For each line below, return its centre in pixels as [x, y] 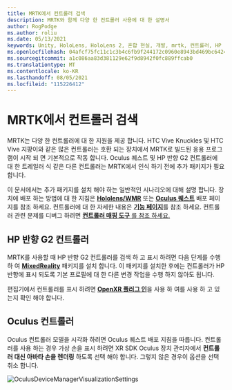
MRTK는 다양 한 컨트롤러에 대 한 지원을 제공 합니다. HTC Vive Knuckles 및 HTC [115, 141]
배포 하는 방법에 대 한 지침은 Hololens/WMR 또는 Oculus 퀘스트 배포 [114, 198]
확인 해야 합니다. [42, 298]
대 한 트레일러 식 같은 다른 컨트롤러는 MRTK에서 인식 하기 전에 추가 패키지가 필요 [116, 167]
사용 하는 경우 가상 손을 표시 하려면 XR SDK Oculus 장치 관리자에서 [110, 348]
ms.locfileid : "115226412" [46, 84]
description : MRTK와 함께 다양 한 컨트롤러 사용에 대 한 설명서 [88, 20]
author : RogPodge [32, 26]
